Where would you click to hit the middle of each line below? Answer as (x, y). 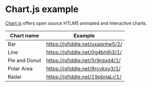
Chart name (24, 35)
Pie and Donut (24, 60)
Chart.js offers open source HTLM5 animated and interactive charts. (76, 23)
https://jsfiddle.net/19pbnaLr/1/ (84, 76)
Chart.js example (42, 9)
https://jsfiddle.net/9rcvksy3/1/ (84, 68)
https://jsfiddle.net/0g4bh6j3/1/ (84, 52)
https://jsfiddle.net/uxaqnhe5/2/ (84, 44)
